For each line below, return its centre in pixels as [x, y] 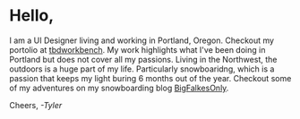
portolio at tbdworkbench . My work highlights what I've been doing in [137, 49]
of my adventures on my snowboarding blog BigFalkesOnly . [119, 88]
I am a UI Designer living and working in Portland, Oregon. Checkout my [142, 40]
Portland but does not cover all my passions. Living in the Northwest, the [143, 59]
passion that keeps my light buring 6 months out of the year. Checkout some [150, 78]
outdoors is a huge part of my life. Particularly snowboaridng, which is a [142, 69]
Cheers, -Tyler [36, 105]
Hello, [32, 16]
